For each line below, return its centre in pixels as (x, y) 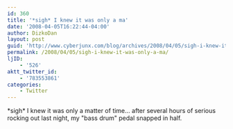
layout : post (26, 40)
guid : (15, 46)
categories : (24, 85)
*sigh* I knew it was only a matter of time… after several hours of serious (112, 111)
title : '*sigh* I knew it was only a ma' (68, 20)
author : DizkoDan (32, 33)
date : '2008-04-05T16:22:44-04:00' (59, 26)
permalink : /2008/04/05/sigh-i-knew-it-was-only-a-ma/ (88, 53)
